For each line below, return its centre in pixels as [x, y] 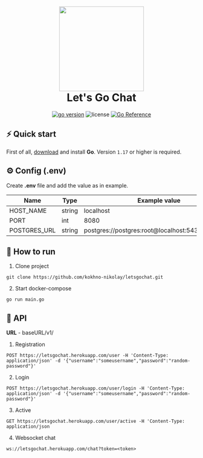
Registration [30, 344]
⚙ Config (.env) [36, 171]
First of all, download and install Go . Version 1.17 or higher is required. [94, 152]
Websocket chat [35, 438]
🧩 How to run [31, 251]
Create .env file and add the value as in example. [67, 185]
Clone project [32, 266]
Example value [159, 200]
